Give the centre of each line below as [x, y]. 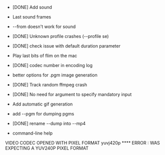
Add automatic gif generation [42, 104]
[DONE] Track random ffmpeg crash [50, 85]
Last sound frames [32, 17]
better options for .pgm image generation [55, 75]
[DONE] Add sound [32, 7]
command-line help [32, 133]
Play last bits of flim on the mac [45, 55]
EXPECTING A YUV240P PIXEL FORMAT [47, 148]
